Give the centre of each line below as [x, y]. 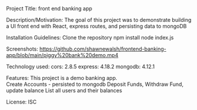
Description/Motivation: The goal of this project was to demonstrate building [99, 20]
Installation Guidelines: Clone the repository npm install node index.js [90, 37]
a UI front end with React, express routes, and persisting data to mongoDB [96, 26]
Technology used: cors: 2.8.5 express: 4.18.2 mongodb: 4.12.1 [81, 66]
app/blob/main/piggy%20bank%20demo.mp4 [62, 55]
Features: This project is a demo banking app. [62, 78]
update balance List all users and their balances [64, 90]
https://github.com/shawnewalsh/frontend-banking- [103, 49]
